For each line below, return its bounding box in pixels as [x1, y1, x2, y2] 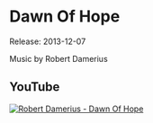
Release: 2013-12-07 [9, 36, 86, 47]
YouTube [9, 79, 60, 95]
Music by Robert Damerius [9, 53, 108, 64]
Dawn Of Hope [9, 6, 121, 27]
